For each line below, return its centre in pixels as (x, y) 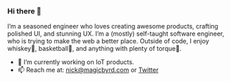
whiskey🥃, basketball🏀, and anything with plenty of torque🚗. (94, 49)
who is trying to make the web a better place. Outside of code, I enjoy (108, 41)
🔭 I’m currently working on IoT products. (76, 62)
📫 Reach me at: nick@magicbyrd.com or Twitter (88, 70)
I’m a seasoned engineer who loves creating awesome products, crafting (113, 27)
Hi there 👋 (25, 11)
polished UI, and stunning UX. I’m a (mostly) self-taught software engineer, (116, 34)
